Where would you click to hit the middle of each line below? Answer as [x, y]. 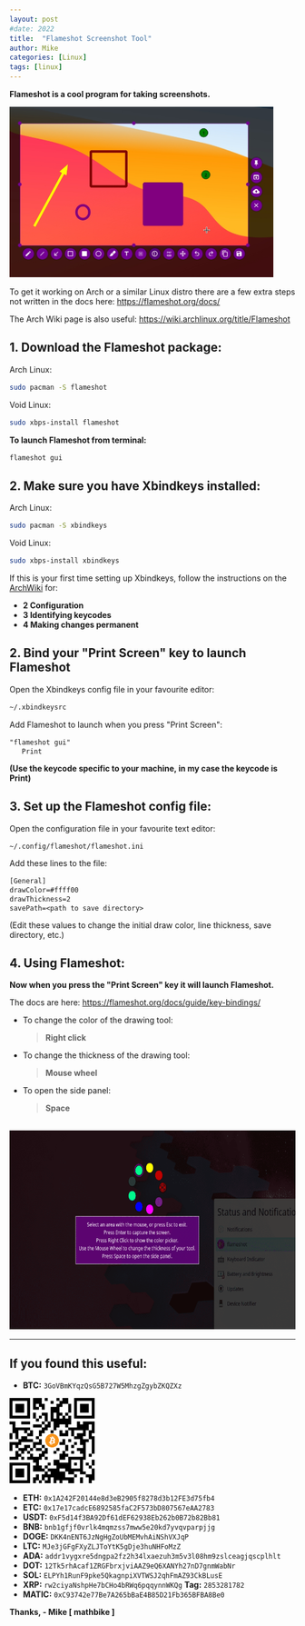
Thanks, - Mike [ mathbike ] [62, 1612]
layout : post [34, 19]
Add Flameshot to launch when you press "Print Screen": [116, 724]
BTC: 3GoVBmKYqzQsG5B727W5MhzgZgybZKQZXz [102, 1385]
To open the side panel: [67, 1091]
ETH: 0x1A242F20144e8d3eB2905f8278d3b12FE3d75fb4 [118, 1498]
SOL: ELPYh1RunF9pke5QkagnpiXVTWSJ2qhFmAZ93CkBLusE [123, 1575]
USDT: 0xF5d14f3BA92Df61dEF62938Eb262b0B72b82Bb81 [121, 1517]
